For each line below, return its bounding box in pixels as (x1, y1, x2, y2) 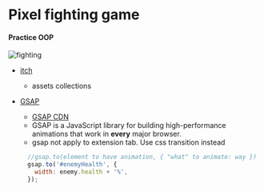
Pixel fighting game (8, 6, 140, 24)
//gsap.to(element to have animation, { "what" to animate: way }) (27, 153, 258, 161)
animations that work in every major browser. (31, 129, 182, 139)
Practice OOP (8, 32, 54, 42)
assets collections (31, 82, 92, 91)
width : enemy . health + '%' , (34, 168, 128, 177)
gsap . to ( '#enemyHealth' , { (27, 161, 118, 169)
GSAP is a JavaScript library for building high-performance (31, 121, 226, 130)
